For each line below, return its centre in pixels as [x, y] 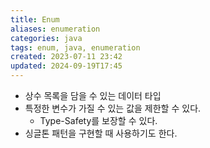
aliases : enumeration [55, 29]
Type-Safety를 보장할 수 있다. [98, 120]
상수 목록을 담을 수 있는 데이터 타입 [93, 95]
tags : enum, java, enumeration [75, 47]
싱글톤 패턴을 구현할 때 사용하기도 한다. [101, 133]
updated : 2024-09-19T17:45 [66, 66]
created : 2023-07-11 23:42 [66, 57]
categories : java [46, 38]
